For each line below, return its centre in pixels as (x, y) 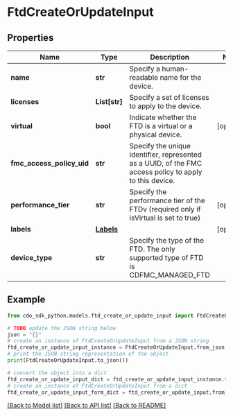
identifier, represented (166, 155)
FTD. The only (152, 249)
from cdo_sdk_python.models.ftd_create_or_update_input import (101, 315)
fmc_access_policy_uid (50, 163)
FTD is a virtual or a (161, 126)
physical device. (156, 135)
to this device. (152, 181)
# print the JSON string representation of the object (88, 354)
